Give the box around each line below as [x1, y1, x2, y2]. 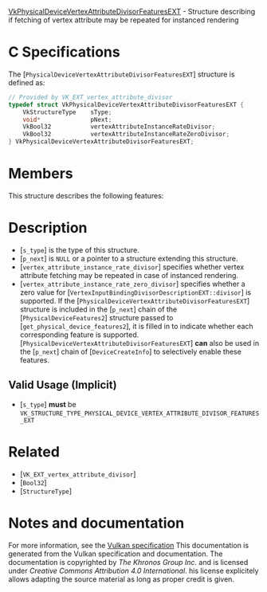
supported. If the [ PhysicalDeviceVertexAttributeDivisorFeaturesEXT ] [19, 296, 250, 305]
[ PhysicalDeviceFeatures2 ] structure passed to [19, 312, 174, 322]
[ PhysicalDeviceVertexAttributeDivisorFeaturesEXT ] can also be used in [19, 338, 260, 347]
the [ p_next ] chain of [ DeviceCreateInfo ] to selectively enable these [19, 347, 241, 356]
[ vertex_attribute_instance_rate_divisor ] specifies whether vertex [19, 262, 245, 272]
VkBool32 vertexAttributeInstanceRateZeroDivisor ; [22, 131, 230, 139]
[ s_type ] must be [19, 399, 77, 409]
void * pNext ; [22, 116, 112, 123]
